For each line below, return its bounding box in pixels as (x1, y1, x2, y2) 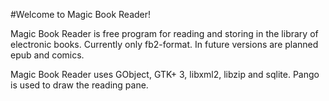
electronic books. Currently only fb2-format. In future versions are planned (10, 39, 319, 50)
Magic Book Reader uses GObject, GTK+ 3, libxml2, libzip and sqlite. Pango (10, 69, 320, 80)
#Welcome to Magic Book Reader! (10, 9, 152, 20)
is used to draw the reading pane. (10, 79, 149, 91)
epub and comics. (10, 49, 85, 61)
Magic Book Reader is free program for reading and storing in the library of (10, 28, 319, 39)
